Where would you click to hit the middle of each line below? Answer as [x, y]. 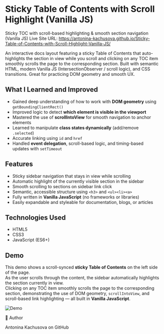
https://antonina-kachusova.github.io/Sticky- [104, 38]
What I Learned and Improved [52, 90]
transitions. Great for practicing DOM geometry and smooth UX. [70, 74]
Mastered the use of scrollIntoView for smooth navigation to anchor [82, 117]
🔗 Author [14, 318]
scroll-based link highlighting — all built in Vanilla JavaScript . [68, 299]
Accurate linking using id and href [47, 138]
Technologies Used [35, 217]
